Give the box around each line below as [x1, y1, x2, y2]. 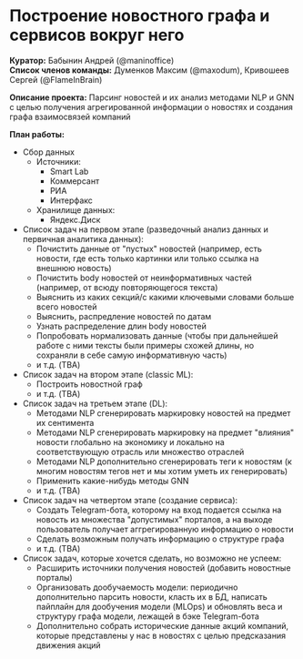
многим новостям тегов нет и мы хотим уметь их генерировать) [35, 465, 288, 476]
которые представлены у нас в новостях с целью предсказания [35, 630, 287, 641]
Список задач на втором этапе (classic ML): [22, 369, 194, 380]
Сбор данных [22, 147, 76, 157]
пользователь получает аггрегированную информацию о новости [35, 523, 294, 534]
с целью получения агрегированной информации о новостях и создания [9, 101, 293, 112]
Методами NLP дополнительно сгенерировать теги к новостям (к [35, 456, 293, 467]
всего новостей [35, 301, 97, 312]
